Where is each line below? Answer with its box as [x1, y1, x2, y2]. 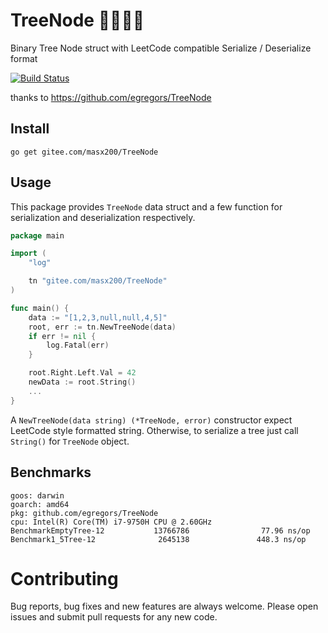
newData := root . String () [28, 377, 137, 388]
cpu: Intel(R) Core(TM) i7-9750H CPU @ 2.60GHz [10, 517, 213, 527]
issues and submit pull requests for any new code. [10, 611, 218, 623]
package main [10, 230, 65, 241]
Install [10, 120, 50, 138]
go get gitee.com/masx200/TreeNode [10, 147, 159, 157]
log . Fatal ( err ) [46, 340, 110, 351]
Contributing [10, 567, 119, 590]
